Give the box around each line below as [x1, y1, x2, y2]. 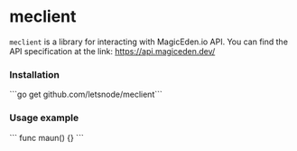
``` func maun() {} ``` [9, 132, 84, 143]
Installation [9, 68, 60, 80]
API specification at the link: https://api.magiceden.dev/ [9, 45, 216, 56]
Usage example [9, 111, 79, 124]
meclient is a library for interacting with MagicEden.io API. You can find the [9, 36, 289, 47]
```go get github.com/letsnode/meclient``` [9, 89, 162, 100]
